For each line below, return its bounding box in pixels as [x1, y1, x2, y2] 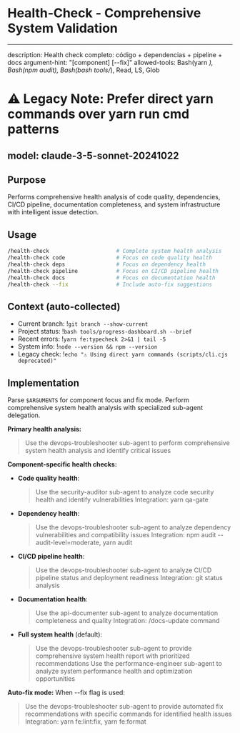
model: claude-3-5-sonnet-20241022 [7, 149, 179, 161]
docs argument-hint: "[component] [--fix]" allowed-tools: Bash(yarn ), [7, 58, 214, 66]
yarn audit [102, 538, 133, 547]
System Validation [7, 20, 118, 36]
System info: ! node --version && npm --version [17, 342, 158, 351]
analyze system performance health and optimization [35, 667, 193, 676]
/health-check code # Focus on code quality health [7, 254, 213, 261]
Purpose [7, 174, 46, 186]
